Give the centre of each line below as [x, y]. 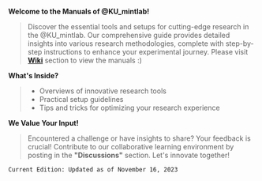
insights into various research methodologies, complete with [125, 43]
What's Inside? [34, 75]
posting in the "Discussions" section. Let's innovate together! [129, 155]
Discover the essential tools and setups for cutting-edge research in [138, 26]
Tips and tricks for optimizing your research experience [129, 107]
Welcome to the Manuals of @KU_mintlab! [79, 11]
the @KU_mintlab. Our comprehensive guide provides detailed [129, 35]
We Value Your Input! [43, 123]
